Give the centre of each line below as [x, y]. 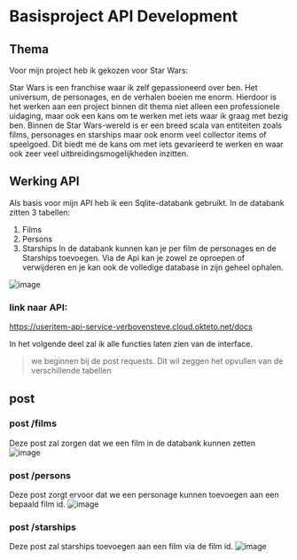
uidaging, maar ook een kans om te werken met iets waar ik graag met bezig [148, 116]
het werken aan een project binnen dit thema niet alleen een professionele [145, 106]
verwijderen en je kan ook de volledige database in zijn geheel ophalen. [152, 267]
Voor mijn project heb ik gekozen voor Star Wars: [99, 70]
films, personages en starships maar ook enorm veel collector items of [138, 134]
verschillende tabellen [71, 371]
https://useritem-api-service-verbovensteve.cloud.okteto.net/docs [131, 327]
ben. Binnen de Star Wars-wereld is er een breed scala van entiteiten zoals [145, 125]
